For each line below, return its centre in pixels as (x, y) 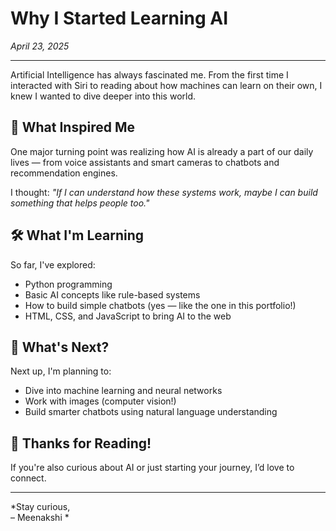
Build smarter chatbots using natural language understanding (151, 412)
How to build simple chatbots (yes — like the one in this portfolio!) (160, 305)
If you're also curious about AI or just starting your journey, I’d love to (152, 468)
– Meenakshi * (40, 518)
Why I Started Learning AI (119, 18)
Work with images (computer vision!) (100, 401)
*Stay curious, (40, 507)
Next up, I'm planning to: (61, 371)
